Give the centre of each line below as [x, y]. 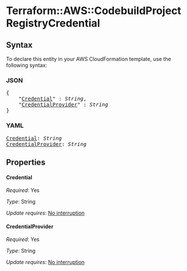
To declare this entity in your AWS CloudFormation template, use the [89, 59]
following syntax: [27, 65]
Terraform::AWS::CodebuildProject [94, 11]
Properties [26, 162]
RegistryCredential [53, 23]
